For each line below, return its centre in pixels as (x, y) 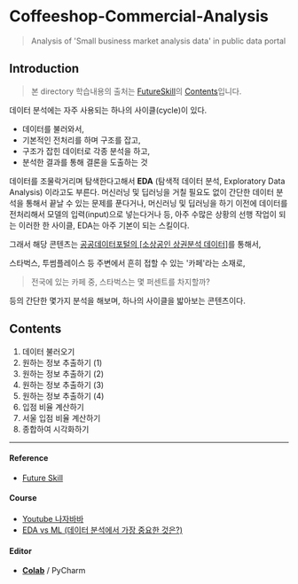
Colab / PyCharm (54, 571)
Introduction (44, 69)
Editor (21, 550)
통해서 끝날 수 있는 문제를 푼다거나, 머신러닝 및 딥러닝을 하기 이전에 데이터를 (157, 203)
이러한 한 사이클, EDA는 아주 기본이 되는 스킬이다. (104, 225)
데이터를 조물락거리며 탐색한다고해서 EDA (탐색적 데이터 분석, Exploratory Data (147, 181)
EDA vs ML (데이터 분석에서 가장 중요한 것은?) (102, 530)
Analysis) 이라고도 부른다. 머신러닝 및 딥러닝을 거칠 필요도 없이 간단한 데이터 (142, 191)
